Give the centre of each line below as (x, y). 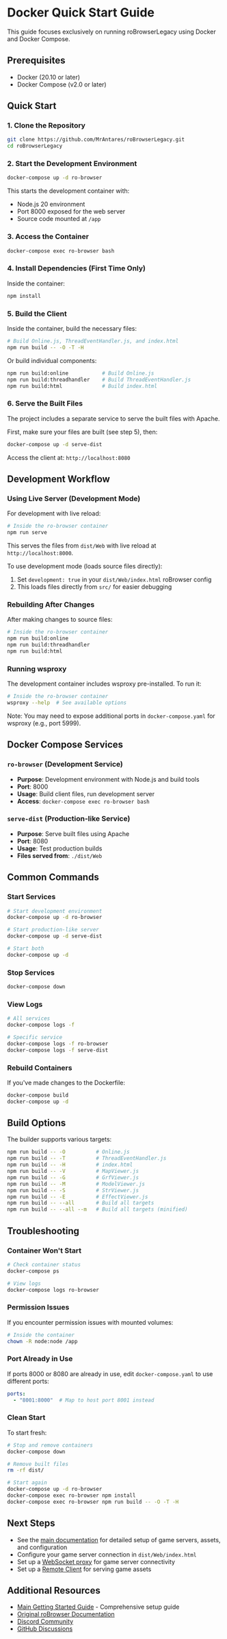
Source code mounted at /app (59, 219)
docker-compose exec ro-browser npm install (71, 1496)
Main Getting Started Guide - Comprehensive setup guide (98, 1607)
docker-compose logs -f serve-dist (58, 1050)
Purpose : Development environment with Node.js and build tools (108, 779)
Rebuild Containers (40, 1067)
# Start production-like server (53, 930)
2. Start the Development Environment (72, 164)
